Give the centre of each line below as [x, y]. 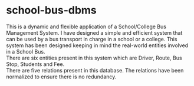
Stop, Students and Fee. [35, 64]
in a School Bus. [26, 51]
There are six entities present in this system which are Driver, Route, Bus [94, 58]
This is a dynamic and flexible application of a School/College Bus [86, 27]
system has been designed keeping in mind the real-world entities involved [97, 45]
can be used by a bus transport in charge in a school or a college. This [92, 39]
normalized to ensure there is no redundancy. [61, 77]
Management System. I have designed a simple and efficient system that [94, 32]
